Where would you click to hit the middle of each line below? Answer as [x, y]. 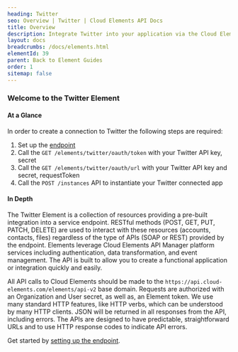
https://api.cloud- [194, 282]
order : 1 [20, 67]
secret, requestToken [49, 175]
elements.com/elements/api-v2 [52, 289]
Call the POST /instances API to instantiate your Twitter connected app [120, 183]
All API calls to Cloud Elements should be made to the [86, 281]
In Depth [20, 199]
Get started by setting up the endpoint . [64, 340]
